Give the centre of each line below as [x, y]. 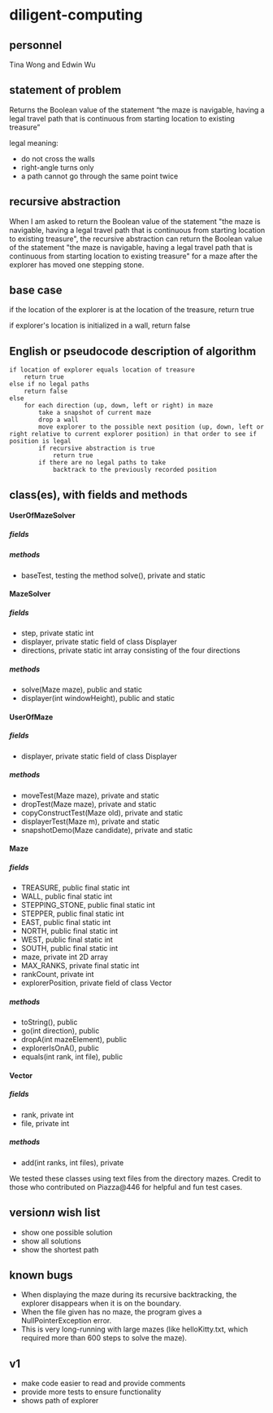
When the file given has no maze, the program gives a [111, 1312]
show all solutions [51, 1241]
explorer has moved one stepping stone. [77, 264]
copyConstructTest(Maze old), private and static [102, 812]
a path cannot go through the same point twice [100, 176]
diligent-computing [76, 15]
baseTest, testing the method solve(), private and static [113, 575]
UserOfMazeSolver [42, 516]
